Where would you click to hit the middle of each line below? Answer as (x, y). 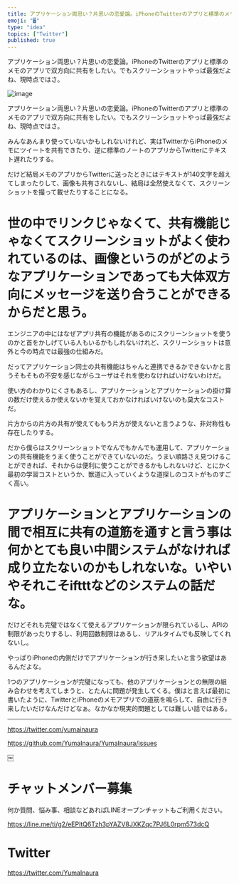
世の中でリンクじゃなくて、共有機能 (113, 223)
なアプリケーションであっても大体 (106, 277)
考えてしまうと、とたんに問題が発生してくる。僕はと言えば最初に (134, 691)
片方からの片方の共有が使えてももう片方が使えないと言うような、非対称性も (119, 424)
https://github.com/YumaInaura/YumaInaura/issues (83, 743)
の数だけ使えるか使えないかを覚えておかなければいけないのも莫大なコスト (116, 400)
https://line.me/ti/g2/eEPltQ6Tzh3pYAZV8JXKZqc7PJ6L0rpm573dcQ (108, 824)
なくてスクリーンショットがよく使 (119, 241)
